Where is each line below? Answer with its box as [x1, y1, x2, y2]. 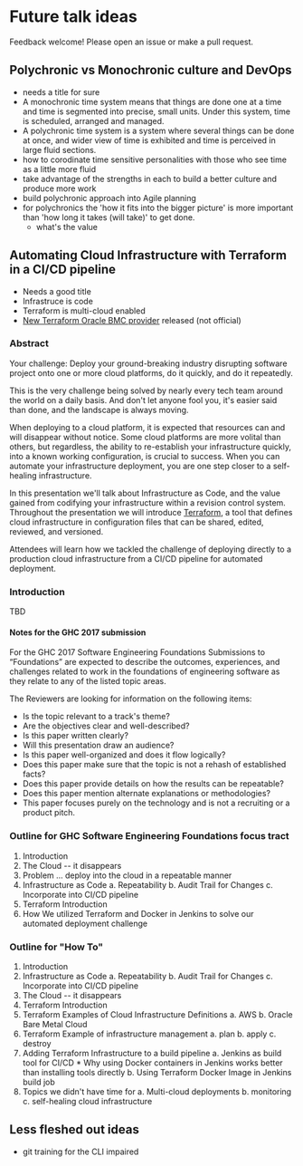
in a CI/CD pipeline [9, 262, 116, 277]
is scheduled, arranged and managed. [22, 115, 165, 126]
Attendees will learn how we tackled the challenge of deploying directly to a [9, 544, 292, 554]
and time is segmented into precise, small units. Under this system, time [22, 106, 291, 117]
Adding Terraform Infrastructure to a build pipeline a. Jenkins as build [22, 1047, 282, 1058]
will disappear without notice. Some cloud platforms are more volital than [9, 431, 281, 442]
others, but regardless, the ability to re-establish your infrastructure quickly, [9, 441, 292, 452]
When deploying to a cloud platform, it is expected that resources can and [9, 421, 286, 432]
